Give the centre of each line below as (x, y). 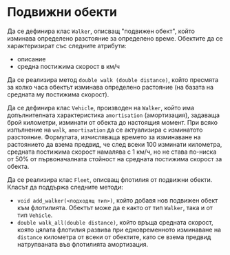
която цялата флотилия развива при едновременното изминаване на (119, 229)
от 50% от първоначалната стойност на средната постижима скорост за (115, 159)
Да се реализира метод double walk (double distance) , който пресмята (113, 79)
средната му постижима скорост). (58, 94)
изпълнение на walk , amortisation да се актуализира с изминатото (105, 130)
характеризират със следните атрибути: (67, 45)
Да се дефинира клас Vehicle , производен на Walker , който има (101, 108)
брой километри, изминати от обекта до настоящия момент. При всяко (113, 122)
